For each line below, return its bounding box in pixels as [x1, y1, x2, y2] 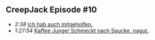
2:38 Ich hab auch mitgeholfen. [14, 20, 93, 27]
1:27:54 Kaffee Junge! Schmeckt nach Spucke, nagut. [14, 27, 150, 34]
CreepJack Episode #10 [5, 5, 97, 15]
